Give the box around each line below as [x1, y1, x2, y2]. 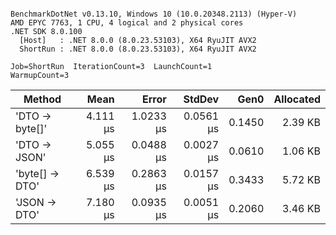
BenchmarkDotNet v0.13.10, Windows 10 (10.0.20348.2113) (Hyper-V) [10, 9, 298, 19]
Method [23, 92, 62, 106]
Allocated [273, 92, 321, 106]
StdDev [183, 92, 220, 106]
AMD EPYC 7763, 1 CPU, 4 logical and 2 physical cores [10, 18, 244, 28]
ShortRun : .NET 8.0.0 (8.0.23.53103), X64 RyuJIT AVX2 [19, 44, 257, 54]
